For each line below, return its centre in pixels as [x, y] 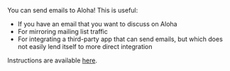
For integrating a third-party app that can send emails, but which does [120, 39]
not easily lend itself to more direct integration [85, 47]
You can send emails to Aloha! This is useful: [73, 10]
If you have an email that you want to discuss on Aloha [97, 24]
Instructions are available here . [53, 60]
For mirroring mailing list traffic [62, 32]
